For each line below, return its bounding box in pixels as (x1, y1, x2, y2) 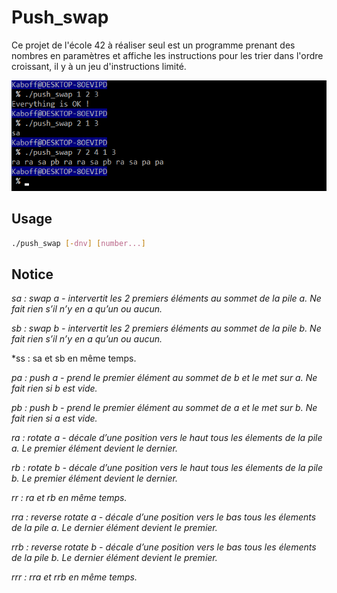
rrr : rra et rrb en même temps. (11, 571, 138, 583)
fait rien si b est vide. (11, 382, 98, 395)
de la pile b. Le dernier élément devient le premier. (11, 552, 218, 564)
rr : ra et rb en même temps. (11, 492, 128, 504)
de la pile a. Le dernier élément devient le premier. (11, 522, 218, 534)
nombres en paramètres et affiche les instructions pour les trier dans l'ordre (11, 49, 324, 61)
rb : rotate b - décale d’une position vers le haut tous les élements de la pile (11, 462, 323, 474)
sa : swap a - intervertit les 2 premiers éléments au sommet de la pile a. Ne (11, 292, 322, 305)
